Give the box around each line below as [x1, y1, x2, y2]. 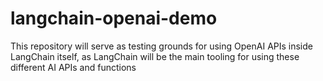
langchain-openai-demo [10, 7, 218, 30]
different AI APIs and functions [10, 61, 137, 73]
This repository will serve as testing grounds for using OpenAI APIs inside [10, 40, 313, 52]
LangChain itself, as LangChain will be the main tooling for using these [10, 50, 300, 62]
